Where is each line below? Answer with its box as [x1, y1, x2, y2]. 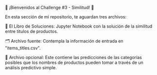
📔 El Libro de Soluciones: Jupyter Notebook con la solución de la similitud [5, 23, 153, 29]
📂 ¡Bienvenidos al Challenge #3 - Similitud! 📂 [5, 5, 94, 10]
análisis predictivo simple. [5, 65, 57, 70]
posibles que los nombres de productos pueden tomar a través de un [5, 60, 143, 65]
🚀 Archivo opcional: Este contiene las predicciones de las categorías [5, 55, 142, 60]
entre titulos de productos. [5, 29, 58, 34]
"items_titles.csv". [5, 45, 41, 51]
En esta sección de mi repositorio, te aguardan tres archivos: [5, 14, 127, 19]
